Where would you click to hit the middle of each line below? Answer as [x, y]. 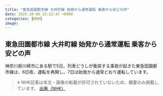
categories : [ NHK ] [24, 19]
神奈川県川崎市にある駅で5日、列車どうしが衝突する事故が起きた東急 [75, 66]
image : [12, 23]
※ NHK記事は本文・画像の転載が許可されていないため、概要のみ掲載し [88, 82]
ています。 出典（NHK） [41, 89]
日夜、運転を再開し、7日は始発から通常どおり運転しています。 [88, 72]
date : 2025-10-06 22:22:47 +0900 [39, 14]
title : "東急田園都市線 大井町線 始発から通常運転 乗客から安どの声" [67, 10]
